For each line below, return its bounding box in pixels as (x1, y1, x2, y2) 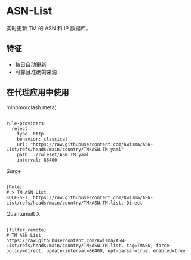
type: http (17, 131, 44, 137)
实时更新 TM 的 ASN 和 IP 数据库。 (6, 24, 91, 32)
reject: (11, 125, 31, 132)
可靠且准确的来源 (14, 68, 57, 75)
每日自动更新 (14, 61, 47, 68)
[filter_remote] (6, 227, 47, 233)
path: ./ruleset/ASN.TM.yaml (17, 151, 90, 157)
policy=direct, (6, 247, 44, 254)
